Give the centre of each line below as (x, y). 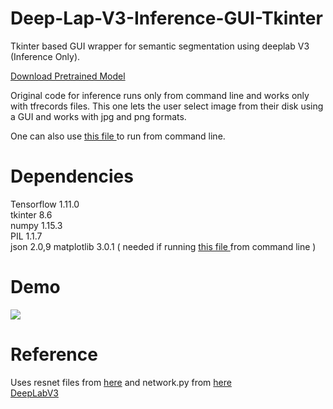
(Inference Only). (45, 56)
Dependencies (72, 176)
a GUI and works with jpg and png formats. (98, 116)
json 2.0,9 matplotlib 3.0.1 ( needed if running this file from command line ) (163, 246)
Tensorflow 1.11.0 (45, 204)
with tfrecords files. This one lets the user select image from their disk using (167, 106)
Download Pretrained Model (68, 76)
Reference (54, 354)
